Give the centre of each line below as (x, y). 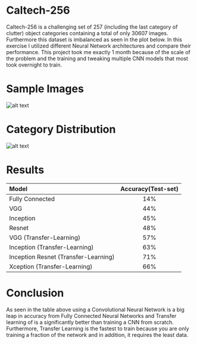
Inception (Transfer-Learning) (51, 247)
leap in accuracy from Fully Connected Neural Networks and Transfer (91, 315)
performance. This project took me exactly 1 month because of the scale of (98, 52)
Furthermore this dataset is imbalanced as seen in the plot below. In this (94, 39)
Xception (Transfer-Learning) (51, 267)
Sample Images (45, 89)
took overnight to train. (34, 65)
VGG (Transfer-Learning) (45, 237)
